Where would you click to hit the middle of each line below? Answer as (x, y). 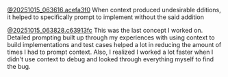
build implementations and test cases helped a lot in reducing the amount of (114, 45)
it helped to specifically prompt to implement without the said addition (105, 17)
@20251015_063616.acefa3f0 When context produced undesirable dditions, (114, 10)
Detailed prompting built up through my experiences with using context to (111, 37)
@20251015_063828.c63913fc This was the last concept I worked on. (105, 30)
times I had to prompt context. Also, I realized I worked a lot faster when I (110, 52)
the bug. (19, 66)
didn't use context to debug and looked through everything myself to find (111, 59)
